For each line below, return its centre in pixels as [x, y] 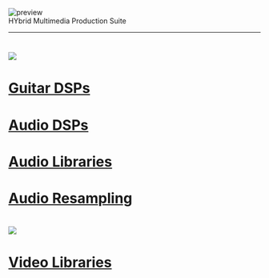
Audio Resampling [70, 198]
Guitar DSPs [49, 89]
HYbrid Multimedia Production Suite [67, 21]
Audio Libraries [60, 161]
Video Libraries [60, 262]
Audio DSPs [48, 125]
